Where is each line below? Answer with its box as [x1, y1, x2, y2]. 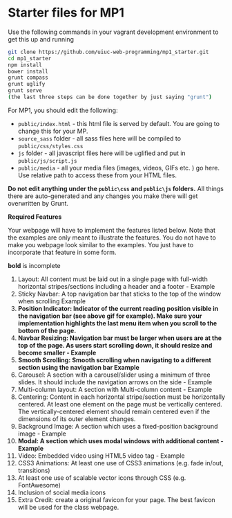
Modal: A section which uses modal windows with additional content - [17, 436, 224, 445]
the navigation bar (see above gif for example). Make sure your [17, 312, 202, 320]
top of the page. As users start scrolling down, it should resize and [17, 341, 213, 349]
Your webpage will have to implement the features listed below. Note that [8, 226, 216, 234]
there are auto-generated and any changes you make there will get [8, 192, 198, 200]
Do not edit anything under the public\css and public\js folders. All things [8, 184, 224, 193]
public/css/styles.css [17, 143, 84, 150]
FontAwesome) [17, 481, 61, 489]
